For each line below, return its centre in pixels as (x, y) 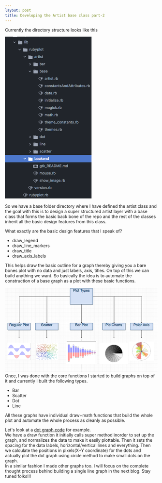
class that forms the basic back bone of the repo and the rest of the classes (81, 217)
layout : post (18, 10)
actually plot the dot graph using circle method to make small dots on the (78, 456)
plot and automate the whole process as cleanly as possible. (65, 420)
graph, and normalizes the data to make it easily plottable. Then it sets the (79, 440)
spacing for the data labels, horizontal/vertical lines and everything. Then (78, 445)
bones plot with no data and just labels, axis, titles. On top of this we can (77, 270)
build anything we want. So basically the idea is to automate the (68, 275)
